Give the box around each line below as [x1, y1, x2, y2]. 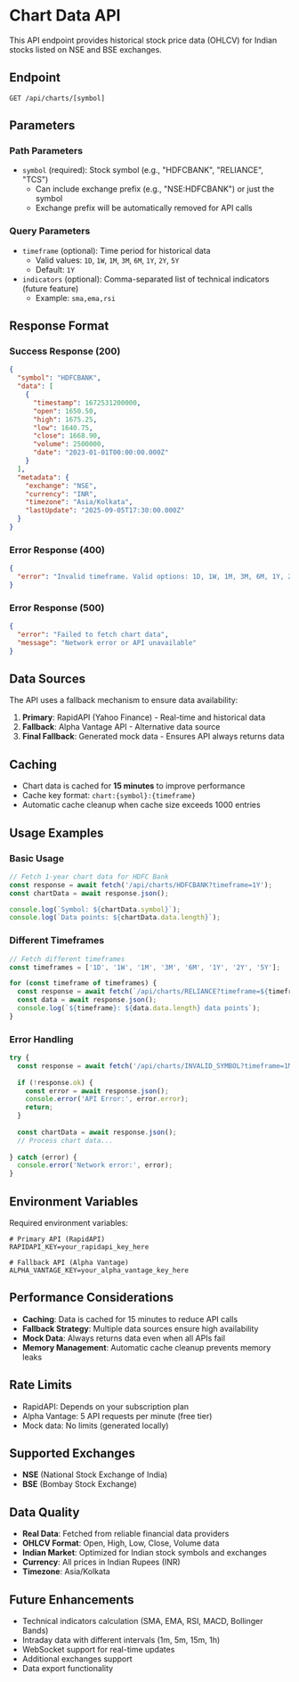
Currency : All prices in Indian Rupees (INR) [21, 1556, 181, 1568]
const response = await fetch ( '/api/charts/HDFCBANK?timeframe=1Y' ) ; [9, 880, 273, 889]
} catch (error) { [9, 1153, 77, 1162]
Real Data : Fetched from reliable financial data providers [21, 1529, 230, 1539]
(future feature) [21, 282, 79, 294]
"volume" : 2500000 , [32, 440, 105, 449]
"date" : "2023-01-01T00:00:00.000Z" [32, 448, 169, 457]
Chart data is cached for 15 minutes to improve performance [21, 780, 246, 791]
